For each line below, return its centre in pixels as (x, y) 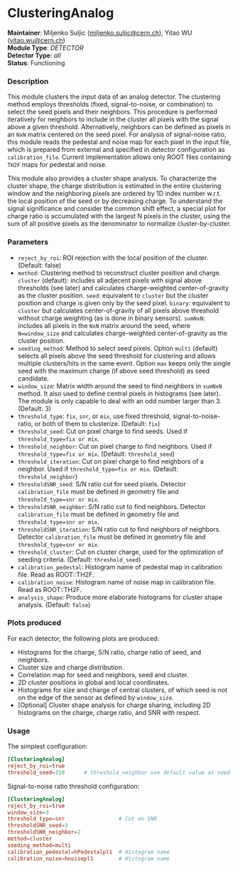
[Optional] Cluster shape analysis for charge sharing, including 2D (114, 705)
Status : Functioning (36, 62)
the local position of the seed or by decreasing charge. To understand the (115, 201)
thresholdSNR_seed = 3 (38, 826)
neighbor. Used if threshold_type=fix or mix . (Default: (98, 469)
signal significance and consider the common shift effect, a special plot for (117, 209)
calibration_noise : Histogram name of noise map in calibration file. (117, 582)
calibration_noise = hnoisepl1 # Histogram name (89, 858)
